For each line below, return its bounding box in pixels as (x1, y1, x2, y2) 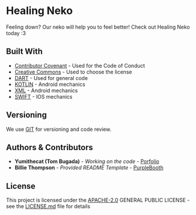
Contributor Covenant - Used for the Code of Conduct (14, 62, 145, 69)
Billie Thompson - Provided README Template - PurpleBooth (14, 164, 164, 171)
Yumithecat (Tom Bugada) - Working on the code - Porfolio (14, 158, 160, 165)
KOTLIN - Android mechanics (14, 81, 86, 88)
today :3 (6, 29, 26, 36)
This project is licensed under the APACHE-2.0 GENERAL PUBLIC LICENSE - (6, 197, 190, 204)
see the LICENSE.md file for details (6, 203, 91, 210)
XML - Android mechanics (14, 86, 78, 94)
